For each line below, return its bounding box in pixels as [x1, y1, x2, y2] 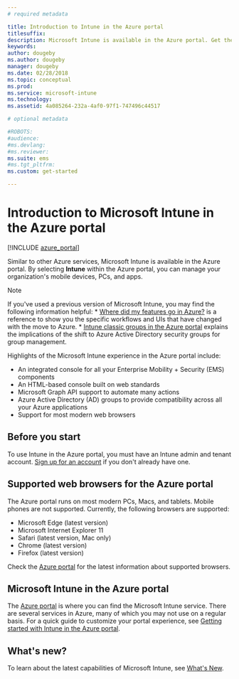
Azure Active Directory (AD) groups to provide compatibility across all [17, 395, 223, 404]
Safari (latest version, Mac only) [17, 533, 112, 542]
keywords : [7, 43, 37, 50]
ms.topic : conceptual [7, 76, 72, 83]
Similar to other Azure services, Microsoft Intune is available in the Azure [7, 257, 221, 265]
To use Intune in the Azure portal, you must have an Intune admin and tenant [7, 449, 232, 459]
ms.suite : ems [7, 154, 50, 162]
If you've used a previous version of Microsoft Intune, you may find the [7, 299, 215, 308]
